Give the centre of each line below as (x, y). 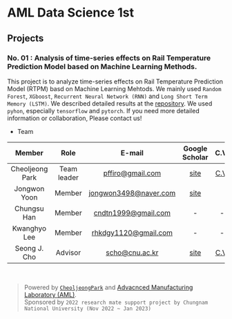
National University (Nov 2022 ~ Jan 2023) (88, 309)
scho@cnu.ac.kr (132, 252)
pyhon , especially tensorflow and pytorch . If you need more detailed (103, 110)
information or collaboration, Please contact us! (75, 118)
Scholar (195, 157)
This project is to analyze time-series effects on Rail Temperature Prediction (115, 81)
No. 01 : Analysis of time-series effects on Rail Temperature (109, 58)
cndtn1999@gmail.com (132, 213)
